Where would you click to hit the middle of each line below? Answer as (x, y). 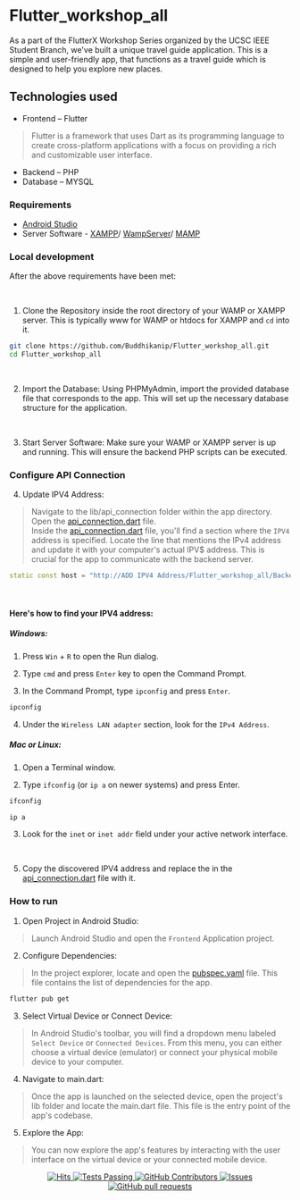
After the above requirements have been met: (93, 276)
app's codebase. (62, 1115)
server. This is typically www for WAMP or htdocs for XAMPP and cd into (156, 320)
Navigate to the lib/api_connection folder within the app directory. (151, 512)
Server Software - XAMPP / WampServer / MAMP (111, 234)
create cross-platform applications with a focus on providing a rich (154, 145)
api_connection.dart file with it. (79, 878)
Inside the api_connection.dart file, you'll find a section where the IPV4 (160, 531)
